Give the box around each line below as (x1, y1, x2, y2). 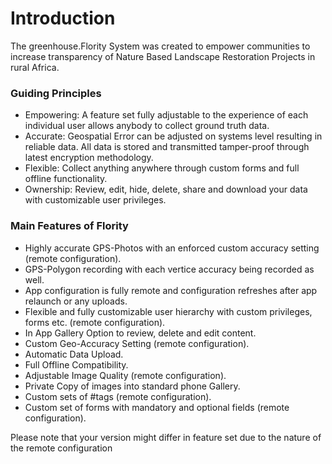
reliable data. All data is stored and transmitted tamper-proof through (24, 141, 310, 153)
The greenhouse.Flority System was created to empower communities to (10, 40, 311, 52)
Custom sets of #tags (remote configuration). (24, 390, 212, 402)
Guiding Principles (10, 86, 102, 100)
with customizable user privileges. (24, 194, 167, 206)
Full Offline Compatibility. (24, 358, 129, 371)
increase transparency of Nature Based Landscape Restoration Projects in (10, 50, 316, 62)
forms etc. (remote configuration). (24, 316, 166, 328)
